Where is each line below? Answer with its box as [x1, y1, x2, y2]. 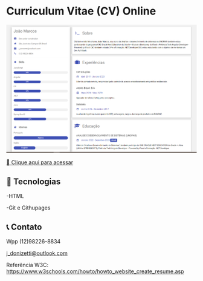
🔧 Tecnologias [6, 176, 61, 187]
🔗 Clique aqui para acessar [6, 159, 74, 166]
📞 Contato [6, 222, 42, 232]
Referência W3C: [6, 262, 49, 269]
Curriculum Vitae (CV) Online [6, 4, 156, 18]
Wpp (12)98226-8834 [6, 238, 61, 245]
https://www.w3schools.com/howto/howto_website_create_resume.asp [6, 268, 184, 275]
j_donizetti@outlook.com [6, 250, 68, 257]
